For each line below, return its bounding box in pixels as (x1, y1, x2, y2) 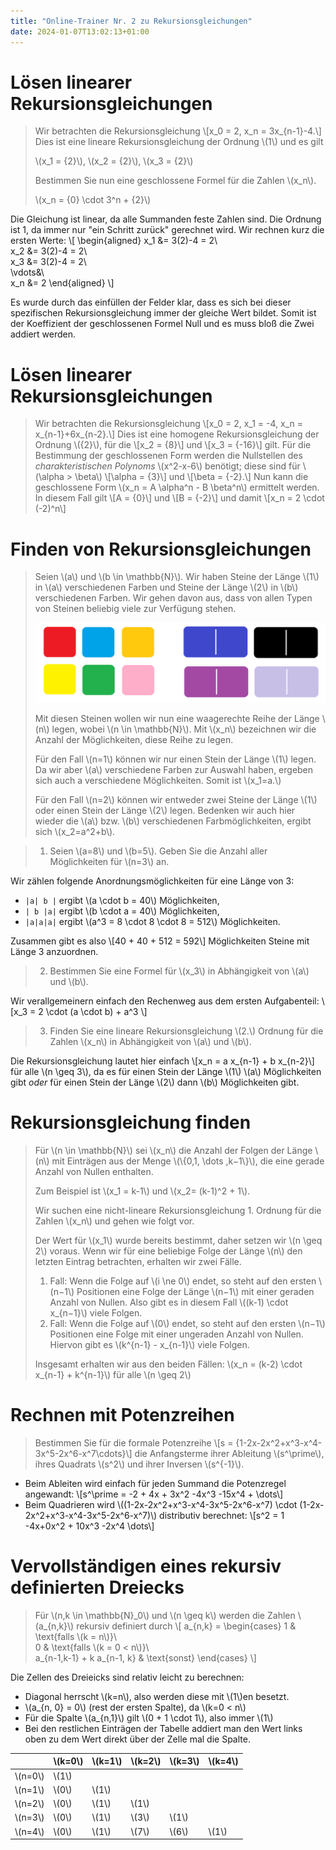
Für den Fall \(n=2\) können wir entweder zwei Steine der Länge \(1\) (34, 794, 318, 806)
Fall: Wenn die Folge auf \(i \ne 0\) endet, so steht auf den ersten (49, 1275, 317, 1287)
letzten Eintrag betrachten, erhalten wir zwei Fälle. (34, 1256, 242, 1268)
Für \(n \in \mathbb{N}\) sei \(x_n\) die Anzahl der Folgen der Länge (34, 1145, 313, 1157)
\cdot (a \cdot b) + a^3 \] (45, 1006, 148, 1018)
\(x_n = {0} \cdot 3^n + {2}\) (34, 194, 152, 206)
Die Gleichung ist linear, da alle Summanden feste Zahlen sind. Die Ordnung (10, 213, 322, 225)
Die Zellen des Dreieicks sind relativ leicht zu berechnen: (10, 1671, 245, 1683)
